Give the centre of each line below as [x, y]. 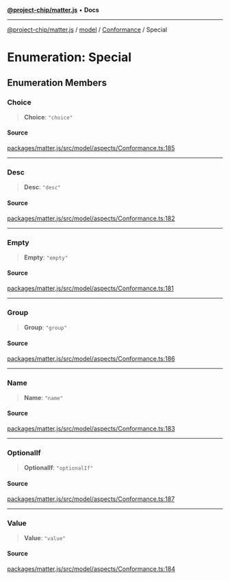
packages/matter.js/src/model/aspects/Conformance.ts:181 [91, 288]
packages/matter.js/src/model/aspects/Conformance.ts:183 [91, 429]
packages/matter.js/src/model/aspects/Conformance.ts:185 [91, 148]
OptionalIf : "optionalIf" [59, 468]
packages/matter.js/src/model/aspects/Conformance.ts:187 [91, 499]
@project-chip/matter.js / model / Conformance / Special [87, 30]
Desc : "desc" [42, 187]
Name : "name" [43, 397]
